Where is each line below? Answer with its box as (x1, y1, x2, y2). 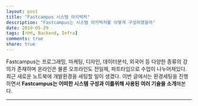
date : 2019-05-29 (6, 25, 49, 31)
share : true (6, 42, 35, 47)
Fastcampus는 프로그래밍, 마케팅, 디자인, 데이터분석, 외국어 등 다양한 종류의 (6, 58, 181, 65)
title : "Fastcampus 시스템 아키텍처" (6, 14, 90, 20)
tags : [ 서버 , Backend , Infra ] (6, 30, 78, 36)
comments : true (6, 36, 44, 42)
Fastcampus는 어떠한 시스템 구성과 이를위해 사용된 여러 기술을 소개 (21, 80, 177, 87)
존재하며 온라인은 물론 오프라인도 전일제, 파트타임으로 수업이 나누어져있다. (16, 65, 187, 72)
